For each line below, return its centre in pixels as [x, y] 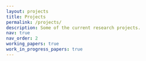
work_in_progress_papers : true [44, 49]
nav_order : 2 [22, 38]
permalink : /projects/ [34, 22]
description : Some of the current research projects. [74, 28]
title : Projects [26, 17]
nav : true [18, 33]
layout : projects [27, 11]
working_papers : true [33, 44]
